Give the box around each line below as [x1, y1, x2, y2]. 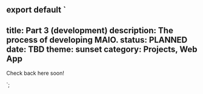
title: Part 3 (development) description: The [6, 25, 174, 36]
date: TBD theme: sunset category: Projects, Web [6, 44, 198, 54]
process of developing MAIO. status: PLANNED [6, 34, 188, 45]
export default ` [6, 5, 67, 15]
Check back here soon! [6, 69, 65, 77]
